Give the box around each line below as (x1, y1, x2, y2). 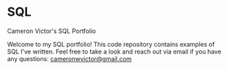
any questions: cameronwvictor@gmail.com (7, 54, 132, 62)
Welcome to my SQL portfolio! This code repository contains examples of (7, 40, 215, 48)
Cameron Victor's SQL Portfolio (7, 27, 96, 35)
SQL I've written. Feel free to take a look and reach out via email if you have (7, 47, 222, 56)
